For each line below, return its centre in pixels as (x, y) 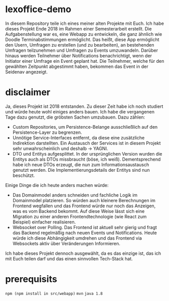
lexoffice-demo (38, 9)
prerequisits (31, 279)
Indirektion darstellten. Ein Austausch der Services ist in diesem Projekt (87, 143)
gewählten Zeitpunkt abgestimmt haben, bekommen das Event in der (77, 66)
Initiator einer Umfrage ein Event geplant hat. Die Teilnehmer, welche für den (85, 61)
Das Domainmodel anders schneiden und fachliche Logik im (75, 195)
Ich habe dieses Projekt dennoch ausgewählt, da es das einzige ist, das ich (83, 253)
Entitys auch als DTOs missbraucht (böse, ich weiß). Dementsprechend (87, 159)
